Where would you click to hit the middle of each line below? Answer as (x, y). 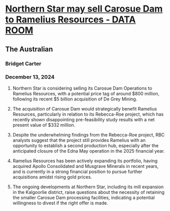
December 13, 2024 (30, 77)
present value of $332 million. (44, 125)
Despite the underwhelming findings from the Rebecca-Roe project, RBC (89, 134)
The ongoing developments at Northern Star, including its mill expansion (88, 187)
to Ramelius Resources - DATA (71, 20)
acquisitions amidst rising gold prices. (52, 177)
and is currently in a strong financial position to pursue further (77, 171)
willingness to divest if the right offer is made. (60, 203)
